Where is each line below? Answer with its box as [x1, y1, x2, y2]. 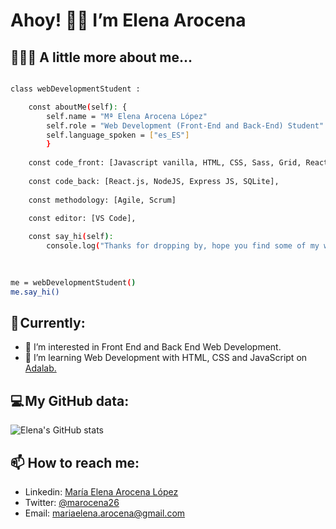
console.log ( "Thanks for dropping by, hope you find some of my [46, 241, 320, 251]
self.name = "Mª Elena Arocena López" [46, 111, 208, 121]
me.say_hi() [10, 287, 60, 297]
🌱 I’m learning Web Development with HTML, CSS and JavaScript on [24, 352, 308, 364]
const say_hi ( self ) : [28, 232, 114, 242]
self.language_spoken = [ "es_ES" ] [46, 130, 190, 140]
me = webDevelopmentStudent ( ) [10, 277, 137, 288]
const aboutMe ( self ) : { [28, 102, 128, 112]
